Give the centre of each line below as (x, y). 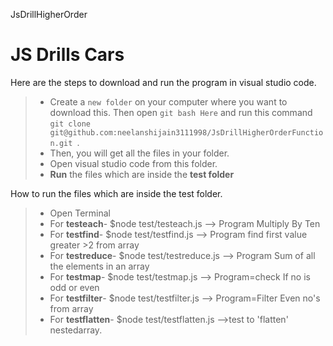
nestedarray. (76, 330)
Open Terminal (80, 213)
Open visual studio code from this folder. (133, 163)
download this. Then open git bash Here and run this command (181, 112)
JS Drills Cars (67, 55)
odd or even (74, 287)
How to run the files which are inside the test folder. (116, 193)
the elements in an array (99, 266)
